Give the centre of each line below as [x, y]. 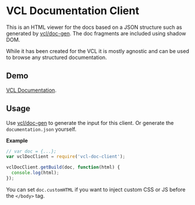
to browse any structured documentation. [57, 57]
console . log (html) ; [35, 173]
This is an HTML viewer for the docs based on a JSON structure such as [94, 27]
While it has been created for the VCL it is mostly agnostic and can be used [98, 51]
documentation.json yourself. [41, 129]
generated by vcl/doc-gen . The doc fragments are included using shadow [96, 33]
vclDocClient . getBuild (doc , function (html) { [63, 167]
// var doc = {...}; [32, 151]
